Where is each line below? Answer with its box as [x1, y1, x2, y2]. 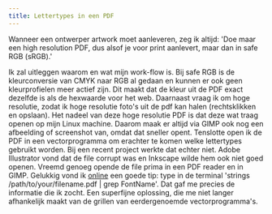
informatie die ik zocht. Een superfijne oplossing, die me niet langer [8, 187, 234, 197]
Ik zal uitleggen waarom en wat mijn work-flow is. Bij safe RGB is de [8, 66, 235, 77]
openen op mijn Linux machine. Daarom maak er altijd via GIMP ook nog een [8, 118, 264, 128]
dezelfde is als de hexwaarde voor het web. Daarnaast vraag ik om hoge [8, 92, 250, 102]
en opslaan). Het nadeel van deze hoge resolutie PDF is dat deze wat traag [8, 110, 258, 120]
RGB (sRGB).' [8, 51, 53, 61]
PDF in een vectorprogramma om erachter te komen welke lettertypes [8, 135, 242, 146]
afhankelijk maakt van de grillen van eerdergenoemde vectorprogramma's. [8, 196, 258, 206]
